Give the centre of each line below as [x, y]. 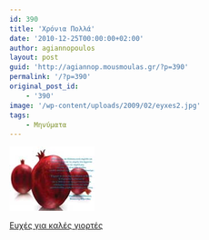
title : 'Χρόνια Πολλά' [52, 29]
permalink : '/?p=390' [50, 77]
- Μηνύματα [46, 125]
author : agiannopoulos [52, 48]
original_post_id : [44, 86]
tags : [20, 115]
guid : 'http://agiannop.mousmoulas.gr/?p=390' [99, 67]
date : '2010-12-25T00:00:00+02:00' [77, 38]
